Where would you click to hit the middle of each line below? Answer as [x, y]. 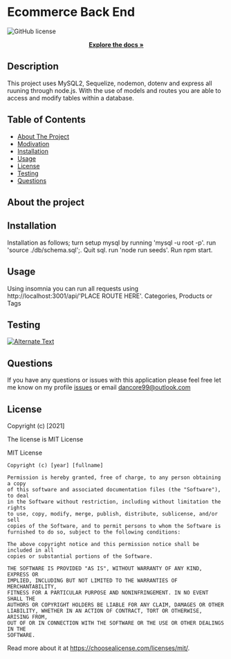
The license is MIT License [45, 439]
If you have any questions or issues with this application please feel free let [114, 380]
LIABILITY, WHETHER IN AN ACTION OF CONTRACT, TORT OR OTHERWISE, [105, 611]
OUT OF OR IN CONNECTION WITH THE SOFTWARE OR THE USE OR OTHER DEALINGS [116, 623]
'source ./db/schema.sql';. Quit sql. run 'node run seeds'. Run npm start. [110, 249]
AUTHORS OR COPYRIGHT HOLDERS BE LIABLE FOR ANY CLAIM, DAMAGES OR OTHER [116, 605]
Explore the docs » [116, 44]
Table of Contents [47, 120]
